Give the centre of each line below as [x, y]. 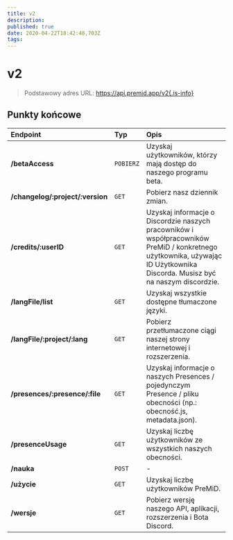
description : [26, 20]
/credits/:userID [37, 247]
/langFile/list [32, 302]
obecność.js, [167, 411]
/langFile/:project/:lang [49, 339]
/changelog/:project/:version [59, 197]
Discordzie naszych [178, 221]
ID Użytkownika [172, 264]
